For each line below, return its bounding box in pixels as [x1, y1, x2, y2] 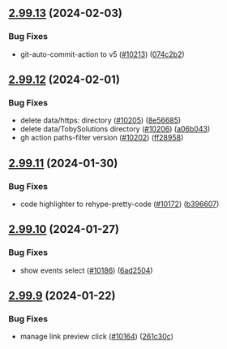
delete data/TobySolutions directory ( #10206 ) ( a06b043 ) [19, 124, 211, 134]
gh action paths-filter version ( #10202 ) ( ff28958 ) [19, 133, 184, 143]
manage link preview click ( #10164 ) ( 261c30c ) [19, 332, 174, 342]
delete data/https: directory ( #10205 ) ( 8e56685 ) [19, 115, 182, 125]
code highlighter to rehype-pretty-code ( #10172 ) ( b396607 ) [19, 199, 220, 209]
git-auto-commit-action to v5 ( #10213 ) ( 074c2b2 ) [19, 49, 185, 59]
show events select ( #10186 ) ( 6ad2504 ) [19, 265, 153, 275]
